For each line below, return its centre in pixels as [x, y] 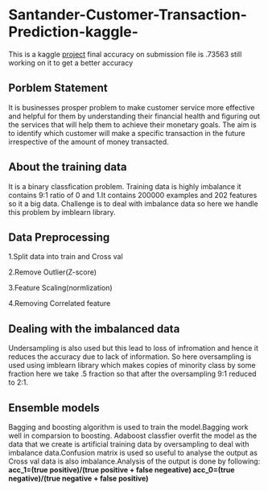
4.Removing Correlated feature [60, 303]
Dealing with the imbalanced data [94, 329]
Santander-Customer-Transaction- [128, 15]
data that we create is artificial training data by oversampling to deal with [129, 444]
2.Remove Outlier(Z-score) [53, 272]
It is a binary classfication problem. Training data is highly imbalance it [125, 186]
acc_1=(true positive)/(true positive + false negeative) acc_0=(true [122, 470]
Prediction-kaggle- [74, 32]
